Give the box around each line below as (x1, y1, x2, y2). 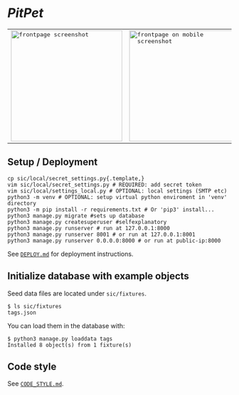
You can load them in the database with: (7, 321, 126, 330)
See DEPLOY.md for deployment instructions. (7, 249, 134, 258)
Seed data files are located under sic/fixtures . (7, 289, 147, 298)
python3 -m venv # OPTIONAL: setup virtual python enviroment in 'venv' (7, 193, 228, 200)
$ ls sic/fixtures (7, 303, 62, 310)
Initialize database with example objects (7, 270, 190, 282)
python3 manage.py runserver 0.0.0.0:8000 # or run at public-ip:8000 (7, 237, 221, 244)
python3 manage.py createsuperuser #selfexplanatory (7, 218, 167, 225)
